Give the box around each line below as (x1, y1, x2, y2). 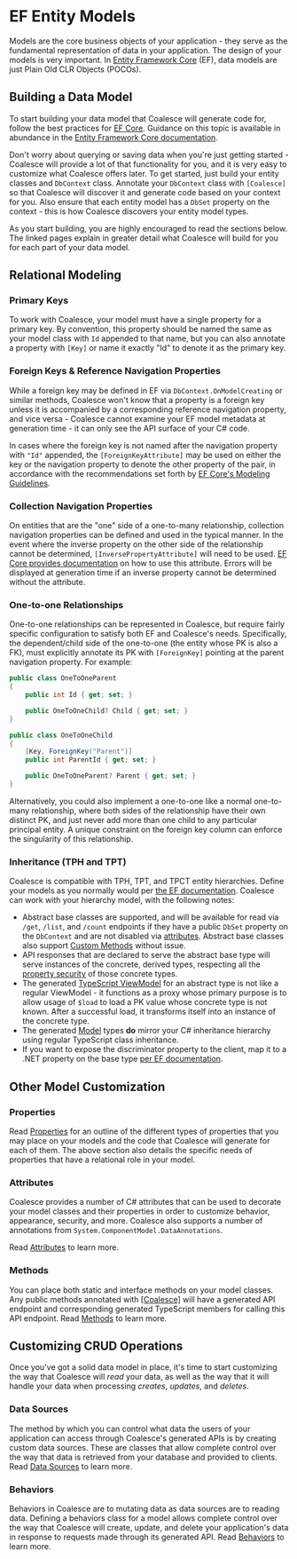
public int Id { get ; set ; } (25, 691, 133, 700)
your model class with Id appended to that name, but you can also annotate (9, 333, 285, 344)
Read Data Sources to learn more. (9, 1460, 133, 1471)
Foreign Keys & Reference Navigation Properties (9, 365, 222, 377)
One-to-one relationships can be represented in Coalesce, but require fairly (9, 619, 285, 629)
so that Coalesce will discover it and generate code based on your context (9, 186, 281, 197)
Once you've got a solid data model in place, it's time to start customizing (9, 1362, 277, 1373)
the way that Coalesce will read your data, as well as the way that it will (9, 1372, 270, 1382)
